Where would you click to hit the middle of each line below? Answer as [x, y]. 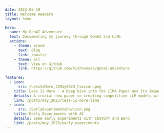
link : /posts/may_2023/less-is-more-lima [56, 100]
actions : [18, 41]
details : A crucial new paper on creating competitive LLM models [83, 96]
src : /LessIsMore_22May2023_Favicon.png [60, 87]
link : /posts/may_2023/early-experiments [56, 123]
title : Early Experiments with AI [49, 114]
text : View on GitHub [40, 64]
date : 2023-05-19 [23, 10]
